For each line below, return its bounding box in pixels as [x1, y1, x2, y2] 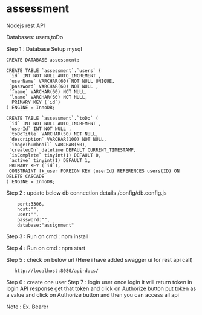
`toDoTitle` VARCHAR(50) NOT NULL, [8, 131, 99, 137]
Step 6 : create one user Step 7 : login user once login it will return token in [6, 278, 192, 285]
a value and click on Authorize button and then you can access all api [6, 291, 180, 298]
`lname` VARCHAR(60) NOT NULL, [8, 94, 88, 100]
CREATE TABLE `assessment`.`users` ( [6, 67, 102, 74]
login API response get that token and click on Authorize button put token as [6, 285, 197, 292]
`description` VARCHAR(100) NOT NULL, [8, 136, 107, 142]
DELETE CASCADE [6, 173, 45, 180]
